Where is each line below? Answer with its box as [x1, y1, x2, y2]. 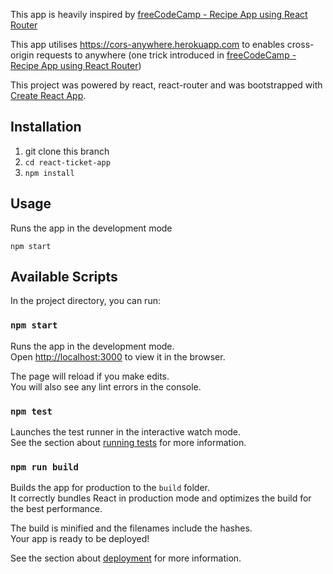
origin [10, 49, 35, 61]
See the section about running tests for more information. [10, 437, 247, 449]
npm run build [10, 461, 79, 473]
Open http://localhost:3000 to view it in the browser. [10, 350, 226, 363]
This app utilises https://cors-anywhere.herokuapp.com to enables [10, 39, 285, 50]
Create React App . [10, 90, 87, 101]
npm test [10, 405, 53, 417]
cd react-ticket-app [24, 157, 111, 168]
